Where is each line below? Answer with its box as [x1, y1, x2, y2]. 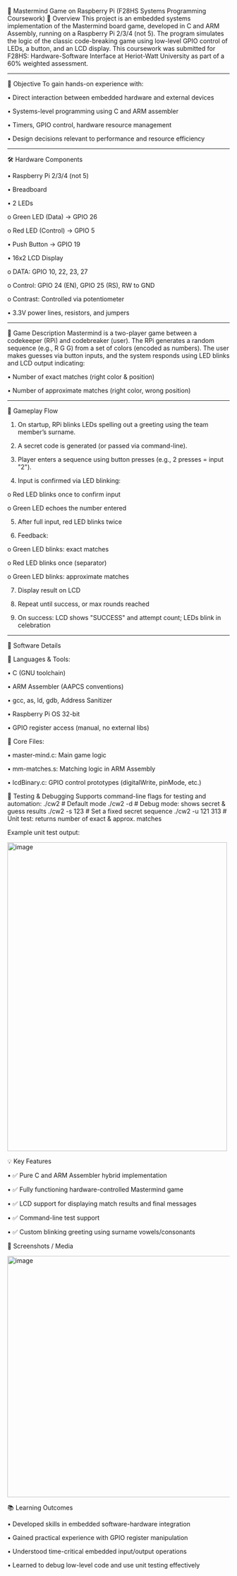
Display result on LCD [17, 586, 81, 594]
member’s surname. [17, 428, 76, 436]
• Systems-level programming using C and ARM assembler [7, 107, 178, 115]
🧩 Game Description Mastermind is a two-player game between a [7, 329, 197, 337]
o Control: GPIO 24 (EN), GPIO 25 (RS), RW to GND [7, 281, 155, 289]
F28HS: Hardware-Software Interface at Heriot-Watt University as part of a [7, 52, 224, 60]
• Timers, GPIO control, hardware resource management [7, 121, 172, 129]
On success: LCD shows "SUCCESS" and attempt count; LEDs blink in [17, 614, 221, 621]
